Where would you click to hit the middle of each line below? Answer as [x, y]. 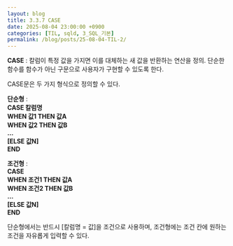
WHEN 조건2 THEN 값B [40, 189]
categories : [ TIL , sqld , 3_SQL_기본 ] [61, 33]
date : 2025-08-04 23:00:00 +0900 [56, 27]
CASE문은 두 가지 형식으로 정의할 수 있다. [64, 84]
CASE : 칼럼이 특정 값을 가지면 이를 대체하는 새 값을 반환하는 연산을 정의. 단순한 [116, 61]
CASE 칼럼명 [25, 108]
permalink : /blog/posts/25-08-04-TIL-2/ [67, 40]
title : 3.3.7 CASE [34, 20]
